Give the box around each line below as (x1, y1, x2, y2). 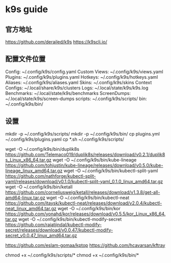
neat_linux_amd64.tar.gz (5, 205, 57, 211)
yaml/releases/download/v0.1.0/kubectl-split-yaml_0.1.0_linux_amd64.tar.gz (5, 178, 163, 184)
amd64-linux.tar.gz (5, 194, 46, 201)
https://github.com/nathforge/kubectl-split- (5, 173, 96, 179)
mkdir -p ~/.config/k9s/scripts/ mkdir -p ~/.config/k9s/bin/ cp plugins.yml (5, 130, 160, 137)
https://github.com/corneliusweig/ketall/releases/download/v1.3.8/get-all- (5, 189, 160, 195)
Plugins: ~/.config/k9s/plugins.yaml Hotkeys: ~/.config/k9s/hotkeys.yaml (5, 74, 158, 80)
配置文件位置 (5, 55, 46, 63)
